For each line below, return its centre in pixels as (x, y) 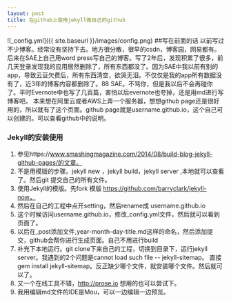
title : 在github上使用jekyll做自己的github (67, 20)
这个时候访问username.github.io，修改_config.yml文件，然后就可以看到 (118, 214)
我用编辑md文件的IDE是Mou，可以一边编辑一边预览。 (93, 292)
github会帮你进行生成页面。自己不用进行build (94, 240)
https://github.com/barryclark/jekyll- (155, 188)
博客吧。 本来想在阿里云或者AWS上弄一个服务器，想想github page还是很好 (113, 101)
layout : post (26, 13)
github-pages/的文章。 (50, 162)
